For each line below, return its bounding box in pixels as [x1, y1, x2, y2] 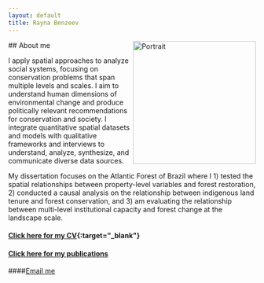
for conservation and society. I [8, 114, 108, 123]
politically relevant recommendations [8, 105, 128, 115]
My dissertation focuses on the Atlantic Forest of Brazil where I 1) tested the [8, 171, 254, 181]
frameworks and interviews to [8, 139, 104, 149]
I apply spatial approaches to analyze [8, 56, 130, 65]
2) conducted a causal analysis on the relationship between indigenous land [8, 188, 255, 197]
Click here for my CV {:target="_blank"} [8, 231, 141, 241]
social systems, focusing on [8, 64, 98, 73]
